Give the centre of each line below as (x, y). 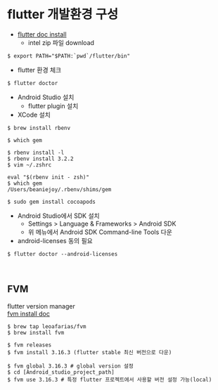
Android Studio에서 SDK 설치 (58, 216)
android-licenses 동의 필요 (55, 240)
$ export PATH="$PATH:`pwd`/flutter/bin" (69, 56)
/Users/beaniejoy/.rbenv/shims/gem (59, 189)
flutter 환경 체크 (39, 70)
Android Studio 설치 (46, 97)
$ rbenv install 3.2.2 (40, 159)
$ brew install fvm (36, 332)
